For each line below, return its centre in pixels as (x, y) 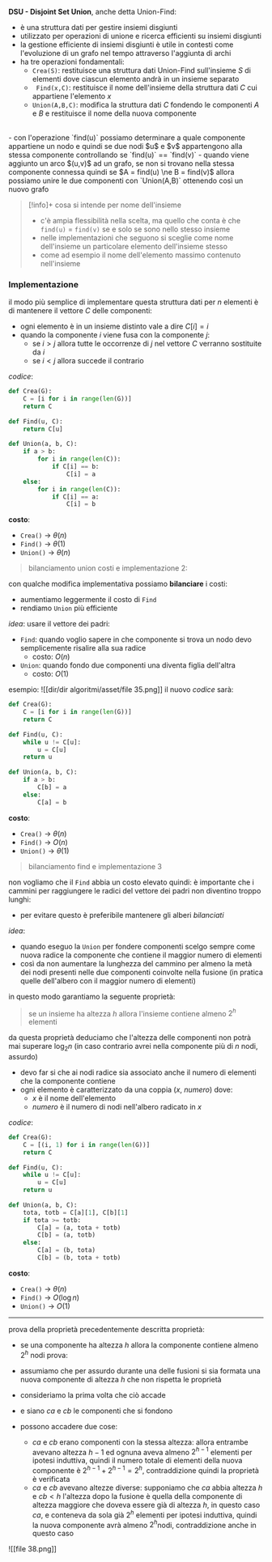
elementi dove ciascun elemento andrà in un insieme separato (136, 79)
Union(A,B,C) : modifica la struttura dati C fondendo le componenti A (146, 105)
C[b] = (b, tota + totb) (79, 1258)
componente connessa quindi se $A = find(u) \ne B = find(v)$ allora (121, 172)
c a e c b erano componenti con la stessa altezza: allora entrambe (140, 1442)
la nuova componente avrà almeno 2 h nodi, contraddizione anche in (144, 1524)
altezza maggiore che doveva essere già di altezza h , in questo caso (146, 1505)
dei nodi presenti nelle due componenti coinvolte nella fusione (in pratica (141, 972)
